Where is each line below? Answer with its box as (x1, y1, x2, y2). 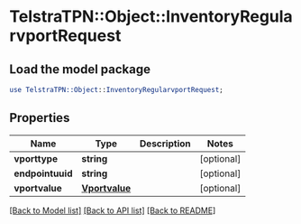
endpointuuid (14, 167, 73, 180)
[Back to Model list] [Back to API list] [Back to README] (9, 205, 216, 216)
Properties (9, 110, 70, 126)
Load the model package (9, 61, 151, 77)
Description (139, 137, 191, 150)
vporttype (14, 152, 59, 164)
